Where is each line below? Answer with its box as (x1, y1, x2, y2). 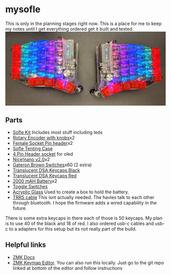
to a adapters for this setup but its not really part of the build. (9, 226, 137, 232)
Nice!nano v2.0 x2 (12, 157, 50, 163)
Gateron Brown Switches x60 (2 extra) (12, 162, 92, 168)
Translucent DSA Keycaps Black (12, 167, 80, 173)
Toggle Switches (12, 184, 48, 190)
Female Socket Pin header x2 (12, 140, 73, 146)
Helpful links (5, 241, 46, 249)
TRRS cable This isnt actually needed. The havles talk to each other (12, 194, 155, 201)
